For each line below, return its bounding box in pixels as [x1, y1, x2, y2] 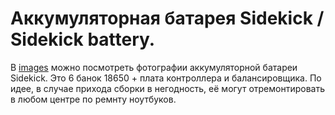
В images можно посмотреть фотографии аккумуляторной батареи [10, 61, 298, 73]
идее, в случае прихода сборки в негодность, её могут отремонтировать [10, 82, 325, 94]
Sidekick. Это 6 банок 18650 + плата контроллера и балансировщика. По [10, 72, 322, 84]
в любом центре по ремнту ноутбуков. [10, 93, 177, 105]
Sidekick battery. [10, 28, 156, 51]
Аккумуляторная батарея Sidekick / [10, 7, 325, 30]
